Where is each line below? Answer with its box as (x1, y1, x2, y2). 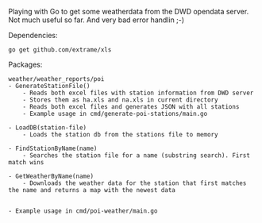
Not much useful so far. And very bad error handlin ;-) (8, 15, 185, 25)
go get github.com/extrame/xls (8, 46, 112, 54)
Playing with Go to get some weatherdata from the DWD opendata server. (8, 7, 249, 16)
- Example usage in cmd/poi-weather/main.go (8, 207, 158, 215)
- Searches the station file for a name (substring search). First (22, 152, 250, 160)
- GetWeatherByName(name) (8, 172, 94, 180)
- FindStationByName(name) (8, 144, 98, 152)
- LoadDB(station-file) (8, 124, 87, 132)
